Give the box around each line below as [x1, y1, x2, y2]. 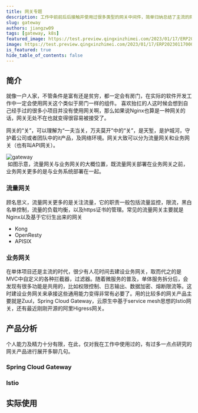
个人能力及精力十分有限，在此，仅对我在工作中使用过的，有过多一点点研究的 [6, 340, 192, 348]
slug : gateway [6, 19, 41, 25]
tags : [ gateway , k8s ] [6, 31, 60, 37]
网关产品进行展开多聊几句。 [6, 348, 74, 355]
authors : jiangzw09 [6, 25, 54, 31]
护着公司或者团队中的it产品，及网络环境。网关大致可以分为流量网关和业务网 [6, 134, 190, 141]
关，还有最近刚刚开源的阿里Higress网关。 [6, 305, 108, 312]
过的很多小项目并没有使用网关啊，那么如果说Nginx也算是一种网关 [21, 107, 181, 114]
